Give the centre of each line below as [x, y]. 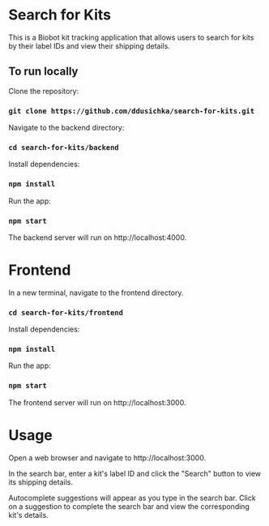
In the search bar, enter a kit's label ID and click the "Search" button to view [135, 473]
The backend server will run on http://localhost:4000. [98, 237]
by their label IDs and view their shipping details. [89, 45]
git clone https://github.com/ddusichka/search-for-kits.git [132, 111]
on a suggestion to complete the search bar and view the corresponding [129, 506]
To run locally [43, 72]
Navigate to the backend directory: [66, 128]
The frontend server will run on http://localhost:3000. [97, 402]
